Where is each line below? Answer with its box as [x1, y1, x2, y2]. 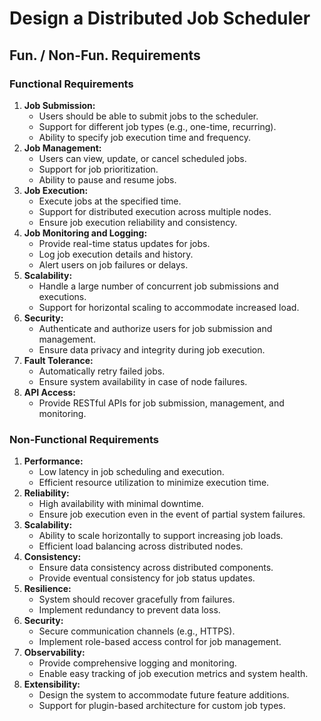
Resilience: [23, 583, 72, 595]
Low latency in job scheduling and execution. [38, 466, 225, 478]
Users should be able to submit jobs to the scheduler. [38, 110, 259, 122]
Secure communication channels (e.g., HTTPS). [38, 625, 236, 637]
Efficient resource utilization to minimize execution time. [38, 477, 270, 489]
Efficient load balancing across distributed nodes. [38, 540, 244, 552]
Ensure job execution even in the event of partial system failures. [38, 508, 306, 521]
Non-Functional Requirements [9, 432, 159, 446]
